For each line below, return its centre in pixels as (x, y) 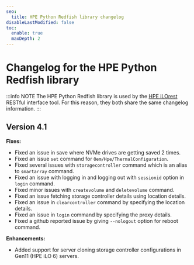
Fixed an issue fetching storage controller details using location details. (100, 196)
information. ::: (24, 108)
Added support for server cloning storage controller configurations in (98, 250)
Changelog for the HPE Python (82, 68)
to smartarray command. (44, 171)
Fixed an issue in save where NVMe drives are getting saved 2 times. (98, 152)
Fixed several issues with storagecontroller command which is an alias (101, 165)
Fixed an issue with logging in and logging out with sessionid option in (99, 177)
